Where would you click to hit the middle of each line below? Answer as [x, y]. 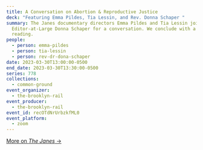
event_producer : [27, 101]
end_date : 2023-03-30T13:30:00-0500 [52, 68]
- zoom [20, 124]
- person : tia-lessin [39, 51]
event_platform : [27, 118]
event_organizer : [28, 90]
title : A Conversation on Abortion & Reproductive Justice [82, 12]
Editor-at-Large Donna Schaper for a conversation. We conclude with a [104, 29]
